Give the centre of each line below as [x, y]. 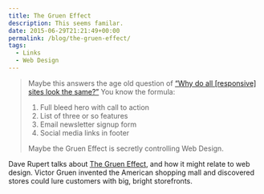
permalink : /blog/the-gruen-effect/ [69, 38]
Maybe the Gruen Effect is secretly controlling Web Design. [126, 148]
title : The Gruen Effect [50, 16]
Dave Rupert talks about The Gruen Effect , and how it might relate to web [129, 164]
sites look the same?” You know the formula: [102, 91]
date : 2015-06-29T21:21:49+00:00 [64, 30]
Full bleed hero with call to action [95, 107]
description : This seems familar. [66, 23]
